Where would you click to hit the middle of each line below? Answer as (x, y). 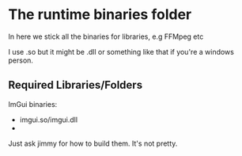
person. (21, 60)
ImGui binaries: (33, 104)
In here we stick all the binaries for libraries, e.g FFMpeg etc (106, 36)
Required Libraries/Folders (76, 85)
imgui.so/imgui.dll (48, 120)
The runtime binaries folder (100, 15)
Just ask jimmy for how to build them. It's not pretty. (93, 143)
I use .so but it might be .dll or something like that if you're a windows (121, 51)
